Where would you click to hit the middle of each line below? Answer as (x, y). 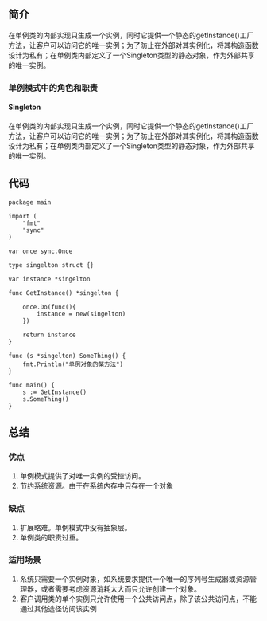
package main (30, 202)
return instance (50, 335)
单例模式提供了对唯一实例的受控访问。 (82, 476)
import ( (23, 216)
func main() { (32, 385)
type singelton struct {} (51, 265)
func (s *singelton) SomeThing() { (67, 356)
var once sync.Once (41, 251)
